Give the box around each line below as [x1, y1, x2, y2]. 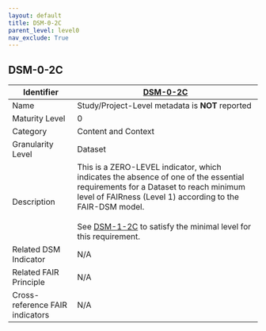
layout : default [8, 11, 62, 20]
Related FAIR [12, 267, 59, 278]
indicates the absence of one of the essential [77, 171, 245, 183]
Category [12, 126, 47, 137]
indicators [12, 310, 50, 321]
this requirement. [77, 231, 141, 242]
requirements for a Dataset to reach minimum [77, 182, 245, 193]
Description [12, 196, 55, 207]
